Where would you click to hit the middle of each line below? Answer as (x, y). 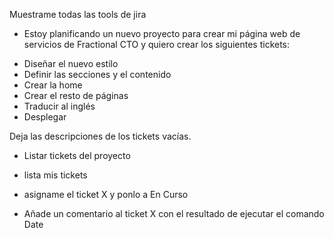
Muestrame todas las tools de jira (78, 14)
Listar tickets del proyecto (77, 155)
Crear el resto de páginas (76, 95)
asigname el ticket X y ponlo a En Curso (106, 194)
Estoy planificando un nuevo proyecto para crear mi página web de (162, 33)
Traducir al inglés (59, 106)
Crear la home (53, 85)
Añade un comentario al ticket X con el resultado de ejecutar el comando (174, 213)
